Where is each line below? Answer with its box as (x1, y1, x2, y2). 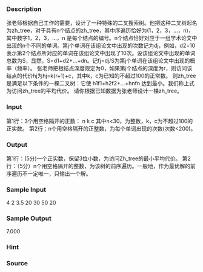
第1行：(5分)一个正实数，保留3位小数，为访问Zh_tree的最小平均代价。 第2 (6, 155, 191, 162)
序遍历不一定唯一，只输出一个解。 (6, 170, 92, 177)
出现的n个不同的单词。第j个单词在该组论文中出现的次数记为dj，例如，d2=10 (6, 42, 196, 50)
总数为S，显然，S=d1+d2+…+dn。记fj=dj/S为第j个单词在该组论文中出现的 (6, 57, 190, 65)
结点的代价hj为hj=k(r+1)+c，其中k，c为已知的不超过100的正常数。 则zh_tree (6, 72, 196, 80)
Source (6, 259, 28, 268)
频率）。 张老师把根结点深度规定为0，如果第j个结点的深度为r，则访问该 (16, 65, 193, 72)
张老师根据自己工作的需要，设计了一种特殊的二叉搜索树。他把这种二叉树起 (6, 19, 192, 27)
